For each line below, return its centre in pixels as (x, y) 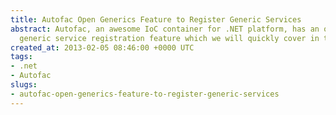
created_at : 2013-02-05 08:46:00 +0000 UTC (102, 47)
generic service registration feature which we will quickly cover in (169, 38)
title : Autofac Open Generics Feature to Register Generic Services (156, 19)
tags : (21, 57)
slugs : (24, 85)
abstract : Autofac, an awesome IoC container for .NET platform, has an (165, 29)
